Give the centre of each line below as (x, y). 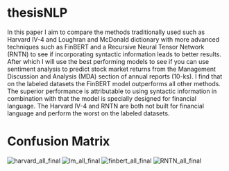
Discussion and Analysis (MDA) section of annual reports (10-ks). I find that (115, 76)
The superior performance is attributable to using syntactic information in (112, 91)
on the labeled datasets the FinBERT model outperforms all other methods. (114, 83)
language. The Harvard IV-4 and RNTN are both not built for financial (106, 106)
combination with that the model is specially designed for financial (102, 98)
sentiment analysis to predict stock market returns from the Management (112, 69)
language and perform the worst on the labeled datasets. (88, 113)
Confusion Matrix (59, 141)
